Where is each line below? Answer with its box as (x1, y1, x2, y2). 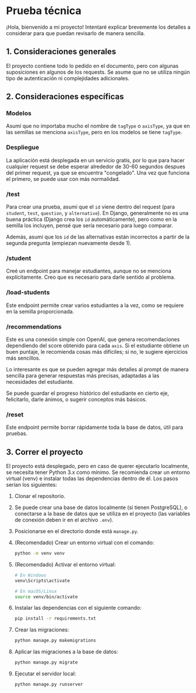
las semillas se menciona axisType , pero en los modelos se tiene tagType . (6, 129, 183, 136)
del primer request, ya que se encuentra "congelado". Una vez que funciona (6, 169, 190, 176)
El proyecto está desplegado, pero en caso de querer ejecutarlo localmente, (6, 463, 190, 470)
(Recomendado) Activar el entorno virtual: (14, 561, 116, 568)
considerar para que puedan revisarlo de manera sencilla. (6, 29, 145, 36)
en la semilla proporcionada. (6, 308, 74, 315)
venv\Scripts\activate (14, 578, 70, 583)
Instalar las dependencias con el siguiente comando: (14, 605, 142, 612)
